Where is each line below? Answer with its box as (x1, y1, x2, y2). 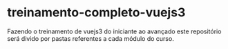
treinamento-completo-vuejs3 (7, 5, 186, 20)
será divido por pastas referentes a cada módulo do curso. (7, 34, 174, 42)
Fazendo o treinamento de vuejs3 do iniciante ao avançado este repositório (7, 27, 222, 35)
